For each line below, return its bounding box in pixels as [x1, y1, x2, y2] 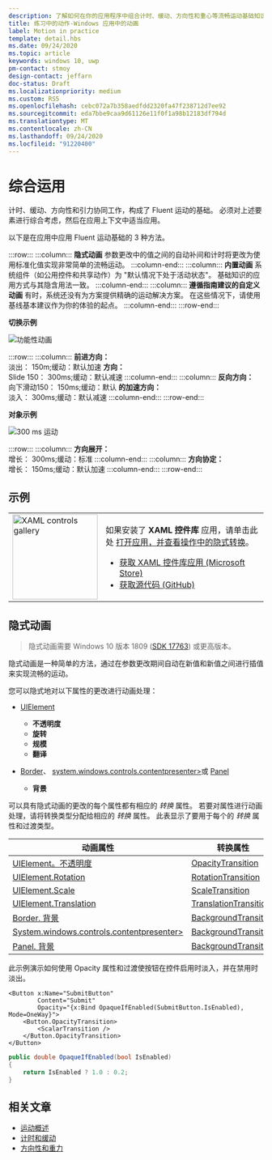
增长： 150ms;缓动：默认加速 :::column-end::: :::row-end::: [8, 465, 203, 474]
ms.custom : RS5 [8, 95, 60, 103]
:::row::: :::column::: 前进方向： [8, 352, 110, 362]
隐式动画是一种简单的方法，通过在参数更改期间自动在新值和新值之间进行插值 [8, 659, 264, 669]
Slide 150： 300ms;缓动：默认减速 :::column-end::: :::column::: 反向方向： [8, 372, 254, 382]
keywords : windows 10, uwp [8, 57, 100, 66]
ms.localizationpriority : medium [8, 87, 121, 96]
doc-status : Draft [8, 79, 70, 87]
